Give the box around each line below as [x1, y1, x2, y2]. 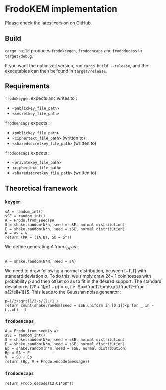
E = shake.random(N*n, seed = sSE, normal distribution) [5, 227, 125, 232]
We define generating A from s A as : [5, 244, 79, 251]
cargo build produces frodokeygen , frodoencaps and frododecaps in [5, 47, 142, 53]
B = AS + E [5, 231, 28, 236]
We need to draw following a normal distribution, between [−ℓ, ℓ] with [5, 268, 146, 274]
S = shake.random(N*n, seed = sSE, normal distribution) [5, 222, 125, 227]
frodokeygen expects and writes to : [5, 95, 78, 101]
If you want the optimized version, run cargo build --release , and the [5, 62, 149, 68]
